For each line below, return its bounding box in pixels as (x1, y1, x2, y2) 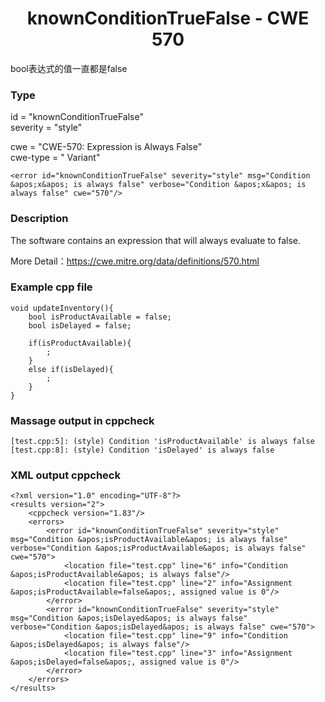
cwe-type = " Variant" (10, 152, 101, 164)
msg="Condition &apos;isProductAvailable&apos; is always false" (10, 535, 288, 545)
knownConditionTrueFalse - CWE (26, 7, 310, 30)
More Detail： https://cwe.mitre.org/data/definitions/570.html (10, 255, 260, 267)
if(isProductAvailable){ (28, 338, 132, 348)
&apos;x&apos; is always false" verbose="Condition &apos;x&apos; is (10, 180, 307, 190)
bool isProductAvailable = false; (28, 312, 172, 322)
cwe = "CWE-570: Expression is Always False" (10, 141, 203, 153)
